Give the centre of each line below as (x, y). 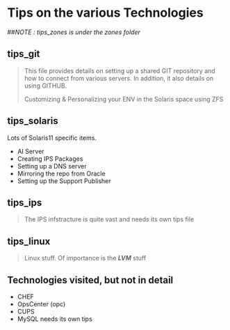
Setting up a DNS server (52, 166)
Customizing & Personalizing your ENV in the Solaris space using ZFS (124, 99)
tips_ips (25, 202)
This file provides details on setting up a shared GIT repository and (120, 70)
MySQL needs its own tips (55, 319)
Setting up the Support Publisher (64, 181)
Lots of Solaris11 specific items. (52, 138)
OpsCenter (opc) (41, 304)
